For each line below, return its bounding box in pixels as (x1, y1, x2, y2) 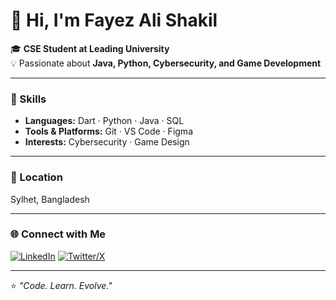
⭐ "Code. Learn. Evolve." (10, 279, 113, 291)
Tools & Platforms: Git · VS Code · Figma (24, 125, 193, 138)
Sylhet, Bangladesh (10, 193, 90, 205)
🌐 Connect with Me (10, 227, 107, 241)
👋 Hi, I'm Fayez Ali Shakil (10, 9, 218, 32)
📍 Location (10, 170, 63, 184)
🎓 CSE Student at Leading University (10, 42, 170, 54)
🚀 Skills (10, 92, 47, 106)
